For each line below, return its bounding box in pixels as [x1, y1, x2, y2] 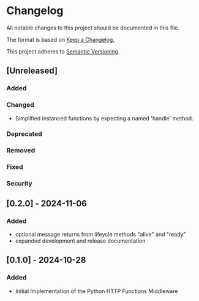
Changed [6, 101, 35, 109]
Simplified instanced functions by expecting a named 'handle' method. [15, 114, 194, 122]
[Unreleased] [6, 66, 58, 76]
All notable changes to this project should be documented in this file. [6, 24, 179, 31]
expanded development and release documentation [15, 237, 146, 244]
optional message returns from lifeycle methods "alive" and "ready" [15, 230, 186, 238]
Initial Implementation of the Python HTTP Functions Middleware [15, 287, 178, 295]
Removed [6, 146, 36, 155]
